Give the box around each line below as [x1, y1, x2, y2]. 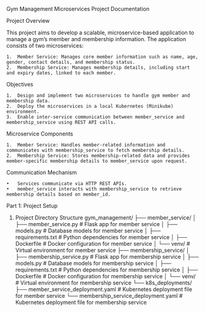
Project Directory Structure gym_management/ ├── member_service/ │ [15, 214, 196, 221]
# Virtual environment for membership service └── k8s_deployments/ [15, 279, 192, 286]
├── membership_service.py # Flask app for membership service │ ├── [15, 253, 199, 260]
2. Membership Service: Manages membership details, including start [6, 64, 190, 70]
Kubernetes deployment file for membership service [15, 299, 147, 306]
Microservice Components [6, 130, 73, 137]
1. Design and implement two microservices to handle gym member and [6, 93, 190, 99]
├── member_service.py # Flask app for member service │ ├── [15, 221, 178, 227]
